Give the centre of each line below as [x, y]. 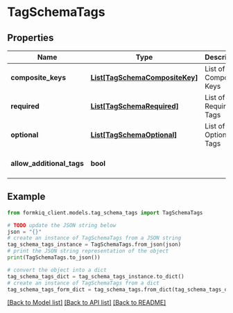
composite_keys [38, 77]
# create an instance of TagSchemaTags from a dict [83, 283]
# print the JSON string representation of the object [88, 251]
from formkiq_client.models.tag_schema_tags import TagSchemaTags [105, 212]
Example [26, 197]
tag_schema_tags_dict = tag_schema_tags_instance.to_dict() [96, 276]
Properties [31, 38]
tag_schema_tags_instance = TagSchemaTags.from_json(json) [94, 245]
